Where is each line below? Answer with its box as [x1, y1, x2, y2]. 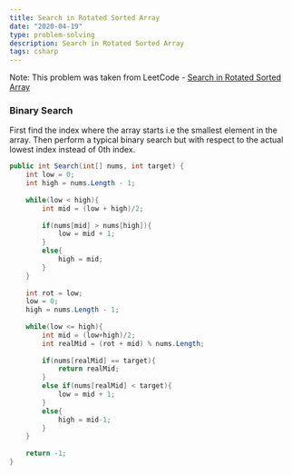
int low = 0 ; [25, 170, 75, 180]
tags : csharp [9, 47, 59, 56]
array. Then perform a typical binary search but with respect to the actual [9, 134, 284, 145]
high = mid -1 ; [57, 415, 112, 424]
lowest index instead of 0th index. [9, 144, 136, 155]
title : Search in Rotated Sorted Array [9, 13, 161, 23]
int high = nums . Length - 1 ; [25, 179, 136, 188]
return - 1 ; [25, 449, 67, 459]
